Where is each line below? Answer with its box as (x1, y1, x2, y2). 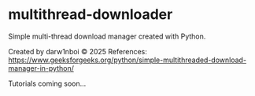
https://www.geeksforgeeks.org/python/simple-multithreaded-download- (8, 55, 246, 65)
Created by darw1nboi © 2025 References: (8, 46, 148, 56)
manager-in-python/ (8, 63, 75, 72)
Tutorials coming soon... (8, 79, 87, 88)
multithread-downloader (8, 6, 173, 24)
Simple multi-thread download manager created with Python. (8, 31, 206, 41)
